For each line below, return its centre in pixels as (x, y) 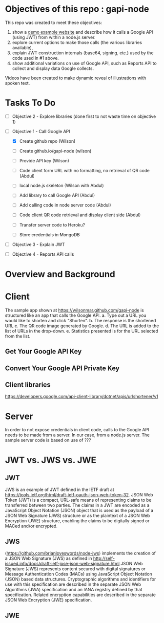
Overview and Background (60, 274)
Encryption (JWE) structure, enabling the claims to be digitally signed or (77, 521)
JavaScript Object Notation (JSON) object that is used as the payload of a (79, 511)
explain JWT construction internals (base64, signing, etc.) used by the (83, 53)
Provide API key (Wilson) (44, 161)
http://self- (104, 558)
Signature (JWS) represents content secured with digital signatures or (75, 569)
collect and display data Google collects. (53, 68)
